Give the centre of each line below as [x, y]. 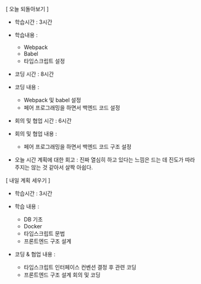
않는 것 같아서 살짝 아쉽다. [62, 167]
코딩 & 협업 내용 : [35, 254]
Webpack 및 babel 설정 [52, 100]
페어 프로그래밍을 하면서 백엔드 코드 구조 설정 [78, 147]
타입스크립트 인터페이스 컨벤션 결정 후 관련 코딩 [80, 267]
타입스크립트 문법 [44, 234]
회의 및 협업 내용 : [36, 134]
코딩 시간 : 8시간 [34, 74]
